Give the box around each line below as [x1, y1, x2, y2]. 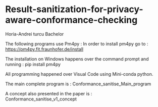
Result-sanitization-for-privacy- [5, 4, 143, 15]
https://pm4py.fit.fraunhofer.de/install [5, 46, 84, 52]
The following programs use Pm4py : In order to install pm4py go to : [5, 40, 148, 46]
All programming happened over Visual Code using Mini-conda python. [5, 71, 153, 77]
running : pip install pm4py [5, 61, 61, 67]
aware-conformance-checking [5, 14, 138, 26]
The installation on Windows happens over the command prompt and [5, 56, 149, 62]
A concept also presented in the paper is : [5, 90, 92, 96]
